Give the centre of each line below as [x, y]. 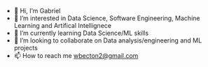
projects [26, 48]
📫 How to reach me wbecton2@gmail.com [76, 55]
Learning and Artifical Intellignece [63, 25]
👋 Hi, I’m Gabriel [37, 11]
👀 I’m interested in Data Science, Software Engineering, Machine [107, 18]
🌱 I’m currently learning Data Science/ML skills [81, 33]
